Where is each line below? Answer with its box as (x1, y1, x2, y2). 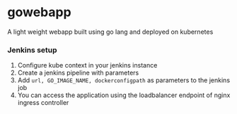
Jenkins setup (7, 45, 58, 55)
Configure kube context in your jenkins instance (17, 61, 158, 70)
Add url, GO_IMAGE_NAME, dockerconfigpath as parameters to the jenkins (17, 76, 231, 84)
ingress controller (17, 99, 69, 107)
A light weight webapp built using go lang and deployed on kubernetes (7, 27, 214, 36)
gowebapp (7, 4, 72, 20)
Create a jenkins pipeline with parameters (17, 68, 139, 77)
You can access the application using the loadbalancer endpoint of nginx (17, 91, 231, 99)
